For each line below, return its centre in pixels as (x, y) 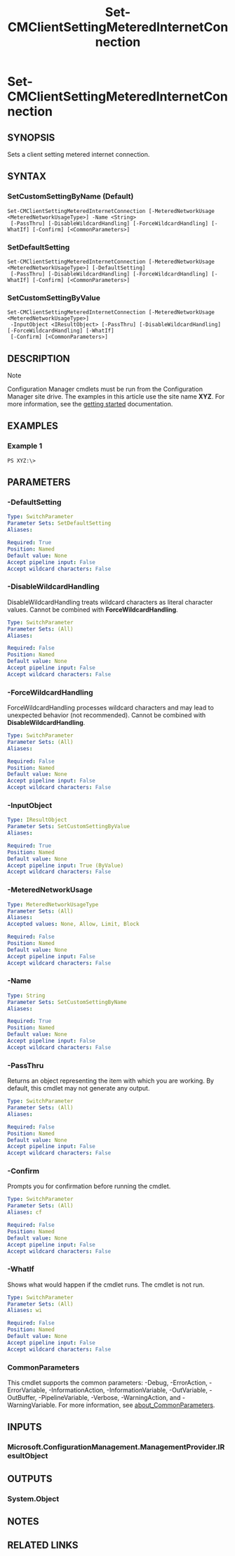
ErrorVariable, (27, 1390)
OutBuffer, (22, 1398)
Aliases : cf (25, 1213)
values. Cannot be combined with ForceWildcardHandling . (93, 610)
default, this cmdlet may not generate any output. (79, 1088)
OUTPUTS (30, 1478)
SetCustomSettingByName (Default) (70, 196)
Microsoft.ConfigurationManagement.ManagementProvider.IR (116, 1447)
